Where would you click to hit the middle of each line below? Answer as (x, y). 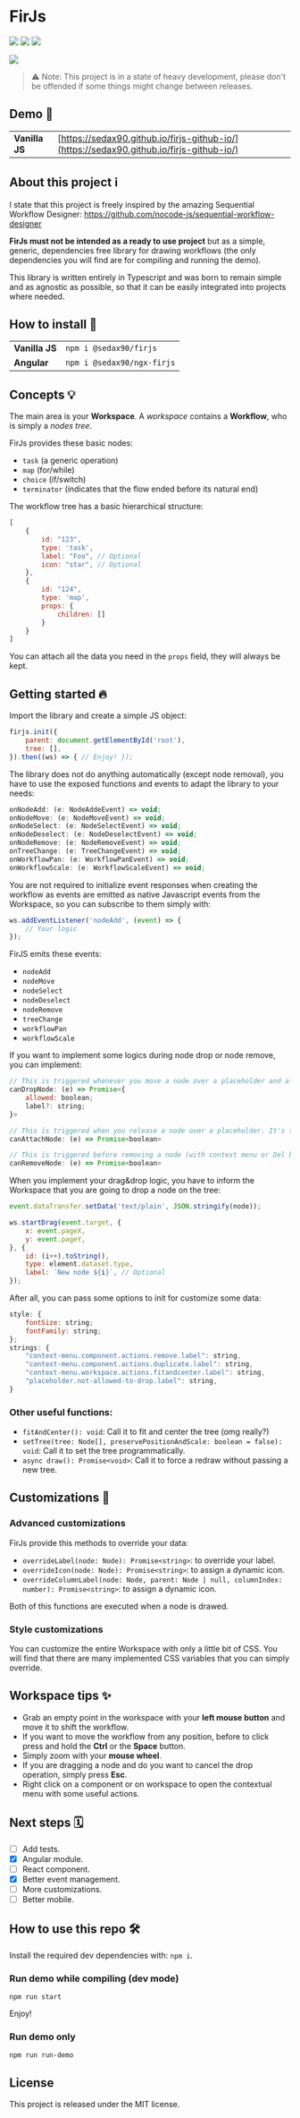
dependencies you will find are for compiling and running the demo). (135, 260)
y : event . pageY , (56, 1239)
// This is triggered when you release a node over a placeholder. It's (147, 1131)
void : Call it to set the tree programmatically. (104, 1451)
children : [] (81, 614)
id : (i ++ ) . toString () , (67, 1256)
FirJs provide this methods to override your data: (99, 1542)
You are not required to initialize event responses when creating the (133, 884)
